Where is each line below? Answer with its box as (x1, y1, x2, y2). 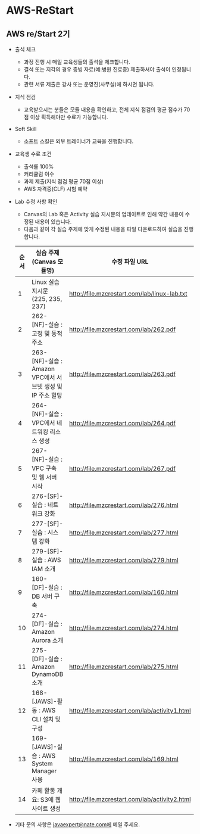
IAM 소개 (32, 565, 56, 572)
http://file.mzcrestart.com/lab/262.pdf (69, 325, 176, 334)
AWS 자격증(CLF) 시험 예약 (23, 185, 87, 192)
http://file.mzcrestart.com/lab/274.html (69, 624, 179, 632)
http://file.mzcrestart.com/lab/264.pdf (69, 419, 176, 427)
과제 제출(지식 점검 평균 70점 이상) (23, 178, 104, 185)
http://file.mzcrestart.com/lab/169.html (69, 755, 179, 763)
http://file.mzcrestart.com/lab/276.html (69, 501, 179, 509)
